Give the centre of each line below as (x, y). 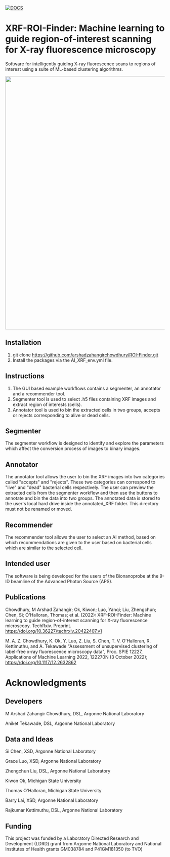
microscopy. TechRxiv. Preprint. (38, 626)
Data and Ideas (29, 739)
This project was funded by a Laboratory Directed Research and (72, 838)
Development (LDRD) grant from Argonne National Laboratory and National (83, 844)
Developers (24, 701)
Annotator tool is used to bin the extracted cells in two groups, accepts (86, 410)
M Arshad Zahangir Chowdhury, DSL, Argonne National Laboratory (75, 713)
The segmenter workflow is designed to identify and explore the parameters (84, 443)
